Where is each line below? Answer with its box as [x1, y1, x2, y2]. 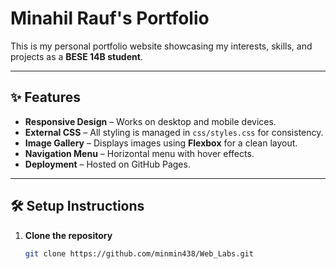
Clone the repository [24, 229, 113, 241]
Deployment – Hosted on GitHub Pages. [24, 158, 191, 170]
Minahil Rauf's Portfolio [10, 7, 210, 30]
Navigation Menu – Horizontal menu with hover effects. [24, 147, 255, 159]
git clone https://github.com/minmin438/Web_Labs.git [24, 248, 254, 259]
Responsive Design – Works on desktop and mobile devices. [24, 115, 277, 127]
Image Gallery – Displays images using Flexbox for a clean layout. [24, 137, 298, 149]
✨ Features [10, 89, 81, 106]
